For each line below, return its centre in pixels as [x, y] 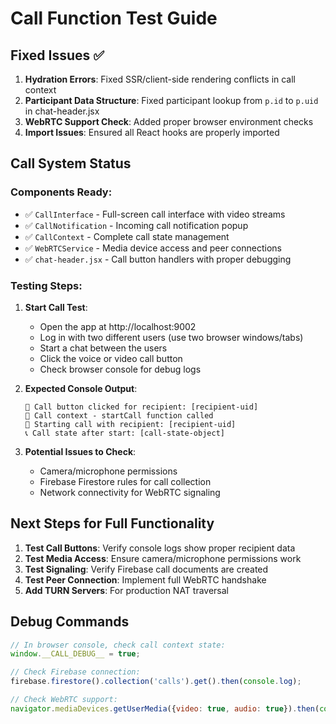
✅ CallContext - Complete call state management [127, 236]
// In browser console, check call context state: [118, 645]
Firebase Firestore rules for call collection [125, 481]
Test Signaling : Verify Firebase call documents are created [146, 569]
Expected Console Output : [81, 388]
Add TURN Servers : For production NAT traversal [127, 590]
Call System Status [71, 163]
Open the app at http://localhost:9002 [118, 326]
